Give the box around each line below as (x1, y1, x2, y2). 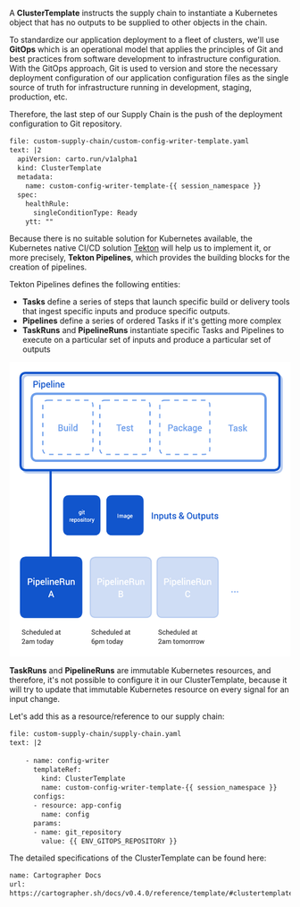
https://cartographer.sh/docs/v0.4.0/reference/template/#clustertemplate (9, 889, 294, 898)
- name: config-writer (25, 757, 110, 766)
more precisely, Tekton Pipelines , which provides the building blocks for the (9, 252, 290, 262)
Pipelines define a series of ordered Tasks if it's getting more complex (21, 315, 282, 326)
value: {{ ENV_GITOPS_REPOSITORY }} (41, 837, 178, 846)
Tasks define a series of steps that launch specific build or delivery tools (21, 296, 290, 307)
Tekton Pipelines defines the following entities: (9, 279, 181, 289)
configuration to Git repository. (9, 118, 122, 129)
